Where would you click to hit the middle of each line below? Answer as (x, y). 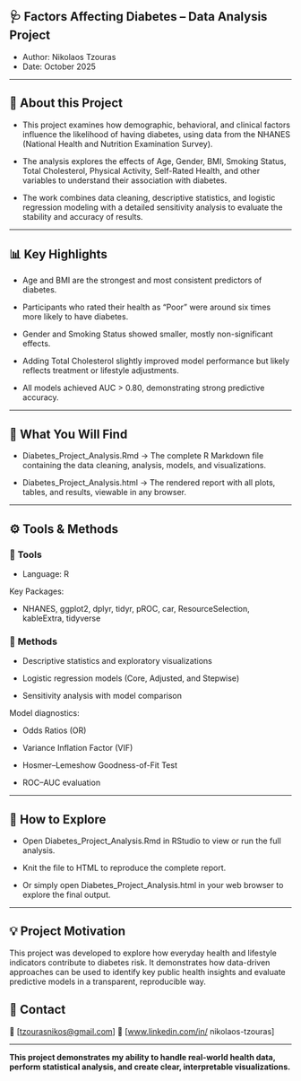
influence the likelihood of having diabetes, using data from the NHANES (156, 134)
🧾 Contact (38, 1010)
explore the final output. (66, 895)
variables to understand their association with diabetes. (125, 180)
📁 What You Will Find (69, 434)
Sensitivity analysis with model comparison (102, 696)
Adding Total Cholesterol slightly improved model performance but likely (155, 361)
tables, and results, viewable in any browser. (104, 493)
